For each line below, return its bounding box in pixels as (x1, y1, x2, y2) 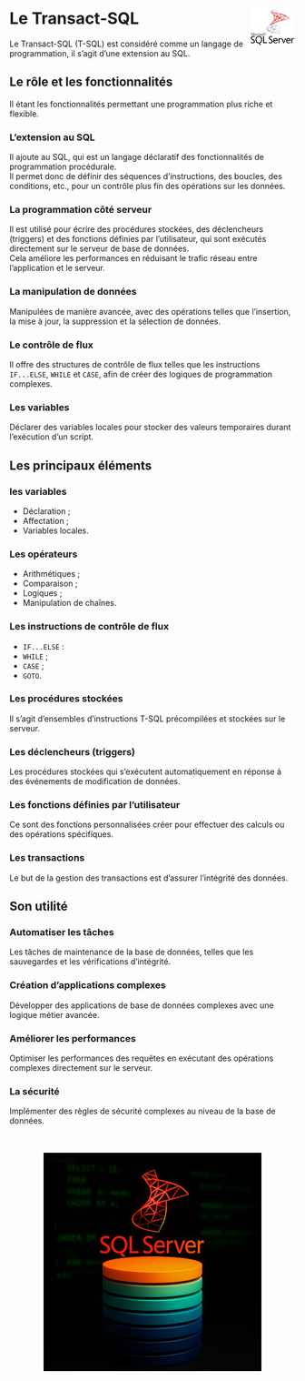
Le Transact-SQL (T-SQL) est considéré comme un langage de (9, 38, 243, 49)
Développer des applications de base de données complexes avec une (9, 1000, 274, 1011)
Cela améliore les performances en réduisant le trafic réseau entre (9, 253, 258, 264)
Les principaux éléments (9, 458, 152, 473)
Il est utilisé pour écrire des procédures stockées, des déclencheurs (9, 224, 264, 235)
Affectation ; (22, 515, 70, 526)
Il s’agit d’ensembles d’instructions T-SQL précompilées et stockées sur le (9, 713, 286, 724)
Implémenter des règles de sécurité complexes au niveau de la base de (9, 1105, 276, 1117)
